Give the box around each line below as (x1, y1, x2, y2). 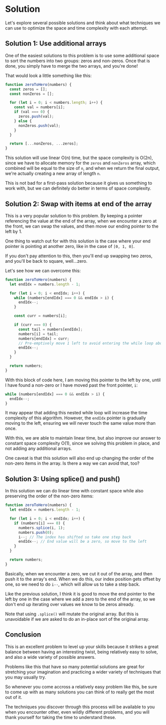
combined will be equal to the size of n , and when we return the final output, (5, 165, 160, 171)
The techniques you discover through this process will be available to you (5, 704, 155, 710)
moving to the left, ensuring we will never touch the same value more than (5, 420, 156, 426)
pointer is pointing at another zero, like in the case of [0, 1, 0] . (5, 243, 135, 249)
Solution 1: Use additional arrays (5, 40, 107, 48)
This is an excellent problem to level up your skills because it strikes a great (5, 644, 159, 649)
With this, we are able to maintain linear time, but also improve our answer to (5, 435, 161, 441)
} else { (14, 119, 32, 123)
